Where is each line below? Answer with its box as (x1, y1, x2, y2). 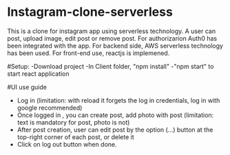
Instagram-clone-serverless (7, 4, 174, 20)
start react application (7, 70, 70, 78)
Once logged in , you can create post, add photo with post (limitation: (17, 111, 214, 119)
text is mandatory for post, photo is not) (17, 118, 130, 126)
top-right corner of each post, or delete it (17, 132, 134, 141)
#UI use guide (7, 83, 47, 91)
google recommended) (17, 103, 83, 112)
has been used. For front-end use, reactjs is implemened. (7, 49, 170, 57)
